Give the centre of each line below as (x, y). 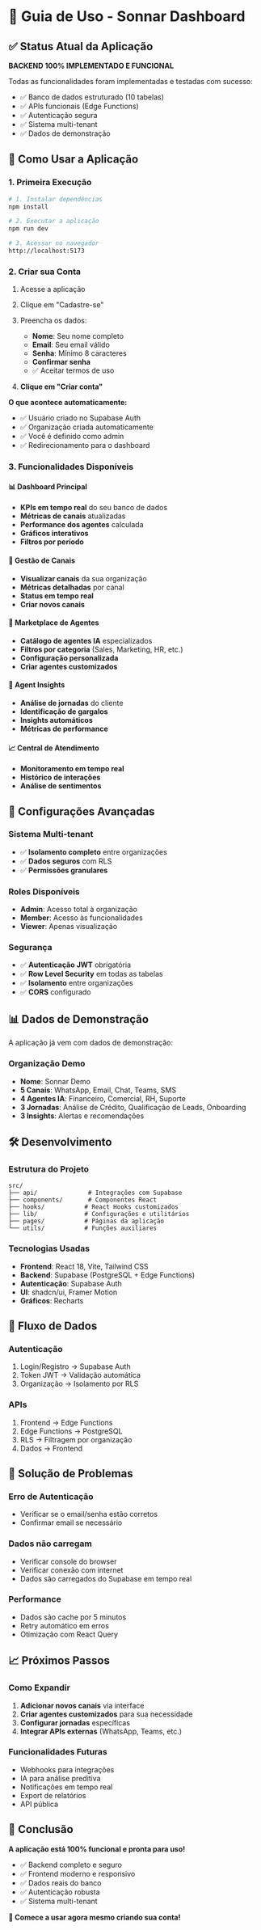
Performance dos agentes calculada (82, 525)
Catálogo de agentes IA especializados (86, 640)
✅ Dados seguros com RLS (66, 861)
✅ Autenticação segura (59, 115)
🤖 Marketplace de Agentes (54, 623)
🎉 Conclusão (41, 1829)
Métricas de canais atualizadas (73, 516)
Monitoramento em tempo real (72, 769)
